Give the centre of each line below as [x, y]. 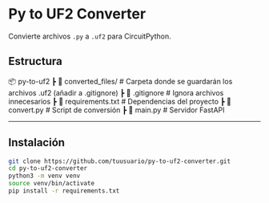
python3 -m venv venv [44, 176]
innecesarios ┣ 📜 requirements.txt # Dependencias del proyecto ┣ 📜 [120, 101]
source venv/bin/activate [51, 184]
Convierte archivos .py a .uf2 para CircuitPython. [90, 36]
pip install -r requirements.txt [64, 191]
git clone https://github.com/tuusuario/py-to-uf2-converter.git [119, 161]
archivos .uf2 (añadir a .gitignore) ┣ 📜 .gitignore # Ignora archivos [116, 92]
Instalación [37, 142]
